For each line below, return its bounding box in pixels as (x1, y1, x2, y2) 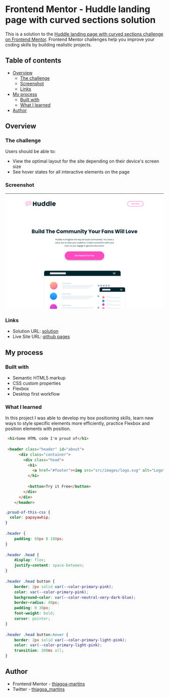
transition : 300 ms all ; (14, 648, 64, 653)
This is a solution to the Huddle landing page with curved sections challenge (5, 31, 163, 37)
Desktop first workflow (12, 391, 60, 397)
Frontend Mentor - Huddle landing (5, 4, 150, 15)
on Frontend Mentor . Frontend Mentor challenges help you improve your (5, 36, 155, 42)
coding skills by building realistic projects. (5, 41, 92, 47)
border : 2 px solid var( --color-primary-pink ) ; (14, 584, 114, 589)
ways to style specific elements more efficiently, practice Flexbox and (5, 420, 150, 426)
